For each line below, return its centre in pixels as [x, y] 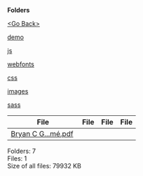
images [18, 91]
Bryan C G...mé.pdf [42, 134]
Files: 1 [17, 159]
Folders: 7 [22, 151]
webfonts [21, 64]
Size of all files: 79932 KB [45, 166]
